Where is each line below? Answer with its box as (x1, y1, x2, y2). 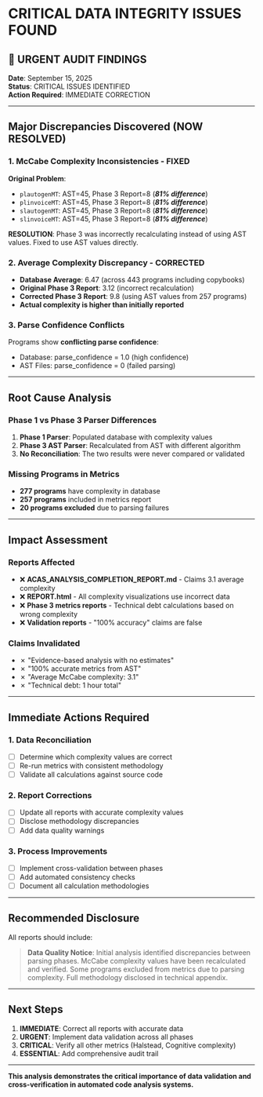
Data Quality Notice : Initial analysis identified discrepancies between (27, 947, 251, 957)
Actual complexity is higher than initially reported (19, 300, 185, 309)
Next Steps (8, 1003, 63, 1016)
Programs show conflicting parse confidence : (8, 337, 159, 347)
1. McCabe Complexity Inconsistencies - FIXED (8, 156, 190, 167)
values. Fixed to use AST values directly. (8, 237, 139, 247)
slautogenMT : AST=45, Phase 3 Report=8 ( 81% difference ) (19, 206, 209, 215)
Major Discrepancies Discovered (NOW (8, 120, 204, 133)
